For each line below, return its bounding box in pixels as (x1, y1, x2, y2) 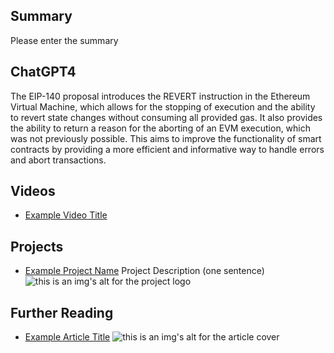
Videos (10, 183, 56, 200)
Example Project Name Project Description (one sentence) (24, 265, 265, 277)
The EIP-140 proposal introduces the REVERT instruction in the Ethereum (10, 90, 311, 102)
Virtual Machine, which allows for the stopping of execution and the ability (10, 100, 316, 113)
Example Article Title (24, 331, 111, 343)
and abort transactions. (10, 154, 107, 166)
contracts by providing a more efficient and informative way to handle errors (10, 143, 325, 155)
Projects (10, 238, 64, 255)
